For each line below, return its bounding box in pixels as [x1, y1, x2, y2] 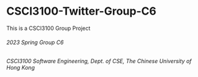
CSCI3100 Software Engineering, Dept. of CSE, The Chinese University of [6, 57, 192, 65]
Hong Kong [6, 64, 35, 71]
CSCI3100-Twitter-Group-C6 [6, 4, 156, 18]
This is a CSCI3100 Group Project [6, 24, 91, 32]
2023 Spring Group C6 [6, 38, 64, 46]
